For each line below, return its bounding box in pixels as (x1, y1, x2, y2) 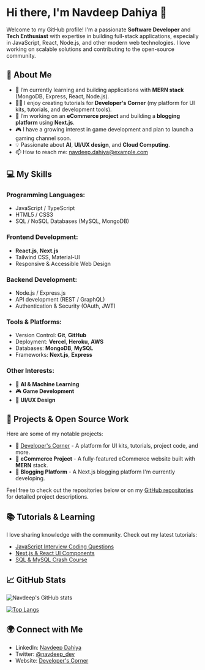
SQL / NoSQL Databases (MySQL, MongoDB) (15, 217, 130, 225)
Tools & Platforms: (6, 317, 62, 326)
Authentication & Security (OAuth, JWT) (15, 302, 116, 310)
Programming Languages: (6, 190, 86, 199)
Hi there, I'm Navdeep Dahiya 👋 (6, 6, 167, 20)
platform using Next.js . (15, 119, 75, 126)
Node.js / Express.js (15, 289, 66, 297)
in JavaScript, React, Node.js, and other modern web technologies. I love (6, 39, 190, 46)
